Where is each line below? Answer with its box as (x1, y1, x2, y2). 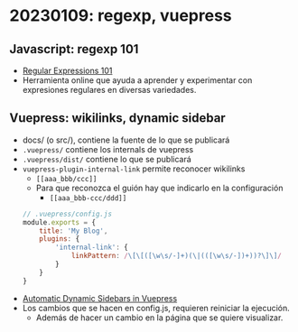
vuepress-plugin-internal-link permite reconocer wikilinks (22, 163, 246, 174)
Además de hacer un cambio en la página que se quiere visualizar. (35, 312, 284, 323)
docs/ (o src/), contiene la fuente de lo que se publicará (22, 134, 230, 145)
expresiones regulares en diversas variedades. (22, 85, 197, 95)
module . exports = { (22, 217, 97, 226)
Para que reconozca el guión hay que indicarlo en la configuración (35, 182, 284, 193)
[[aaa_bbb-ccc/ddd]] (49, 193, 127, 203)
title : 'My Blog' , (39, 226, 108, 235)
